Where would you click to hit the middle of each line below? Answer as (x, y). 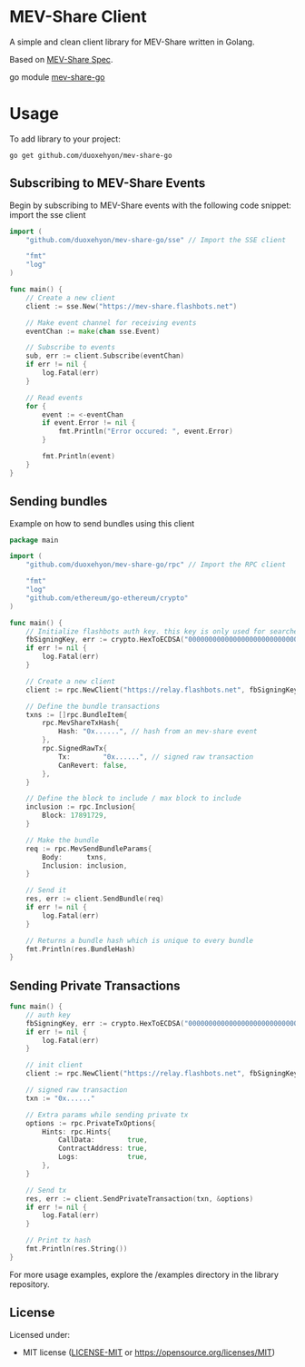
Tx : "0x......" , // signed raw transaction (156, 757)
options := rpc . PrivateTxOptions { (91, 1123)
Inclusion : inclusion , (85, 865)
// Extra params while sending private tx (107, 1115)
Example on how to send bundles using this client (102, 523)
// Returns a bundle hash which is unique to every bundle (140, 940)
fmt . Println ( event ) (79, 457)
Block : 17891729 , (74, 816)
